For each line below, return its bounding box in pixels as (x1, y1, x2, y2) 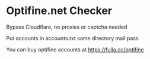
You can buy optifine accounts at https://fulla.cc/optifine (6, 46, 144, 53)
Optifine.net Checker (6, 4, 113, 18)
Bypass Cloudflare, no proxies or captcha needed (6, 23, 127, 30)
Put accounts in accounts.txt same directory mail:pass (6, 34, 139, 41)
